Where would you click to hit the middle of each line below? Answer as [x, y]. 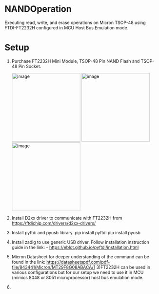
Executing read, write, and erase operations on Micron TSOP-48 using [75, 23]
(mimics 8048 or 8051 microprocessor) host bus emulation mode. [78, 277]
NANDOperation [38, 9]
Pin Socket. [30, 66]
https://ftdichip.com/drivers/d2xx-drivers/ [54, 223]
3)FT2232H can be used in [123, 267]
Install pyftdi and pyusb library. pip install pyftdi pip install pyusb [76, 232]
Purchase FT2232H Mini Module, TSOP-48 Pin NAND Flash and [76, 61]
